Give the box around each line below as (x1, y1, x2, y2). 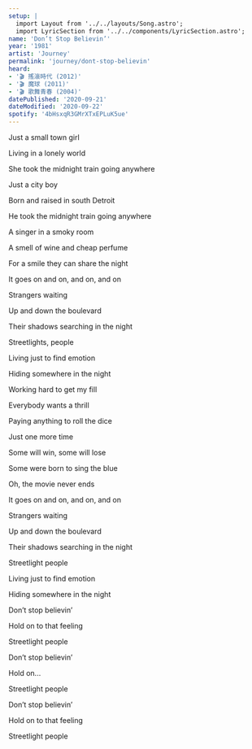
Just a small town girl (8, 133, 80, 142)
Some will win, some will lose (8, 448, 106, 457)
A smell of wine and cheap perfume (8, 243, 128, 252)
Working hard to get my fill (8, 385, 98, 394)
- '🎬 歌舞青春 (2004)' (8, 87, 82, 96)
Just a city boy (8, 180, 59, 189)
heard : (8, 65, 31, 73)
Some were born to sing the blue (8, 464, 118, 472)
